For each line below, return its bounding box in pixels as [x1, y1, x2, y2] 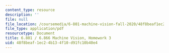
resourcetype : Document [5, 31, 55, 36]
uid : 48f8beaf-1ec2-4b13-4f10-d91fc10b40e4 [5, 40, 98, 45]
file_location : [5, 21, 37, 27]
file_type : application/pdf [5, 26, 64, 31]
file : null [5, 17, 28, 22]
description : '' [5, 12, 39, 17]
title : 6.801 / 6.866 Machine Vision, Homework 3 [5, 36, 112, 41]
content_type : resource [5, 7, 55, 13]
